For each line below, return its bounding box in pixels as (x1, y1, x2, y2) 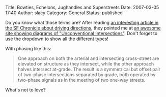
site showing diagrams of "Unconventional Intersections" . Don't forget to (5, 30, 158, 36)
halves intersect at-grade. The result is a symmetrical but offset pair (17, 66, 161, 72)
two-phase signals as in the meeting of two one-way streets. (17, 77, 146, 83)
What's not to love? (5, 87, 46, 93)
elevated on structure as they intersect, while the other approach (17, 61, 154, 67)
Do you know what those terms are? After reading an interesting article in (5, 20, 159, 25)
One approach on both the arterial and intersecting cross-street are (17, 55, 159, 61)
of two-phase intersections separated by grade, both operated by (17, 72, 156, 78)
